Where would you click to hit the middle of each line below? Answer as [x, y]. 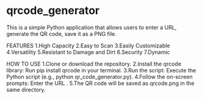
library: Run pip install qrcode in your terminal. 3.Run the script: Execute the [101, 70]
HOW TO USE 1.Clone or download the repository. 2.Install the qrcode [94, 64]
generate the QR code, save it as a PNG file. [62, 33]
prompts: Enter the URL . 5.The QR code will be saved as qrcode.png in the [100, 83]
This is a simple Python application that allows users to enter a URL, [92, 27]
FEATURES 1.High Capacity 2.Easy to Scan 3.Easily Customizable [88, 46]
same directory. [26, 89]
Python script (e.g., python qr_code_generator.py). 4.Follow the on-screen [99, 77]
